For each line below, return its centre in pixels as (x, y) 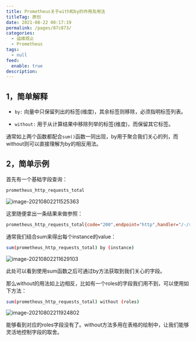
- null (19, 55)
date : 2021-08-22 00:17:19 (39, 22)
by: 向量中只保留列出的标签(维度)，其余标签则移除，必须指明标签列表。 (100, 112)
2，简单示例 (28, 164)
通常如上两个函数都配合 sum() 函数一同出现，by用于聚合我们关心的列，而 (92, 137)
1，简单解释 (27, 96)
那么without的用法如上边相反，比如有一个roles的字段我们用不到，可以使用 (95, 283)
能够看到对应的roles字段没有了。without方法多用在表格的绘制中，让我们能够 (98, 325)
